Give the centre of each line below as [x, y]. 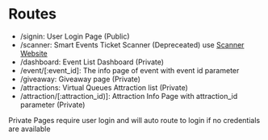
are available [29, 129]
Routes [32, 14]
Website [34, 53]
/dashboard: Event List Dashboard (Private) [92, 62]
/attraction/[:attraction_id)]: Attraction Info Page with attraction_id [129, 96]
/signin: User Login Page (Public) [75, 36]
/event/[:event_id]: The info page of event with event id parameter [130, 70]
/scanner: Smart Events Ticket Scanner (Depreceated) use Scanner [132, 44]
